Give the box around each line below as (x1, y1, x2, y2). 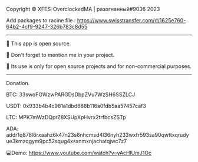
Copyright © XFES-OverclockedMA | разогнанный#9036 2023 (6, 6, 160, 12)
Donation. (6, 80, 30, 86)
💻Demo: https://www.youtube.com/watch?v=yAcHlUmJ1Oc (6, 150, 152, 156)
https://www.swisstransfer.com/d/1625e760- (77, 17, 186, 23)
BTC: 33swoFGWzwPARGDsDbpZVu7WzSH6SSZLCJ (6, 91, 136, 98)
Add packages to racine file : (6, 17, 76, 23)
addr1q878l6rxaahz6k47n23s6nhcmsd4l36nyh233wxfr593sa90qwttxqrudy (6, 131, 190, 138)
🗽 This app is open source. (6, 40, 71, 47)
